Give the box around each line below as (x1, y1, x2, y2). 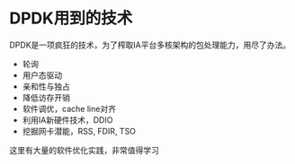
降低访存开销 (22, 91, 70, 103)
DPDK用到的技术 (9, 8, 133, 29)
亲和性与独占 (22, 81, 70, 91)
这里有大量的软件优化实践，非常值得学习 (9, 144, 159, 155)
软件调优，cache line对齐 (22, 103, 117, 114)
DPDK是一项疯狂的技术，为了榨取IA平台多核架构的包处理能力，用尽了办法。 (9, 39, 291, 50)
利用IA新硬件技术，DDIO (22, 114, 113, 125)
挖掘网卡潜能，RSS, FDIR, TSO (22, 125, 137, 136)
